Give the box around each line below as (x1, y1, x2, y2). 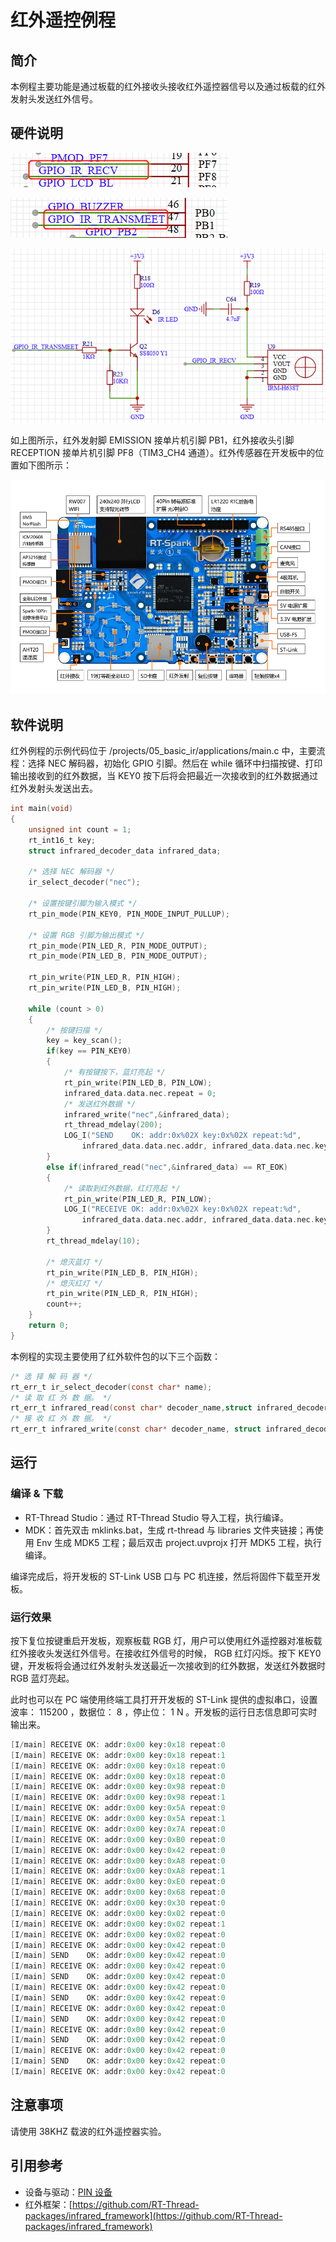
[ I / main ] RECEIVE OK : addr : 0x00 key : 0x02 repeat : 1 (10, 1919, 226, 1929)
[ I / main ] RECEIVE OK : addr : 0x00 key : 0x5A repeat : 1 (10, 1814, 226, 1824)
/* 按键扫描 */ (46, 1025, 103, 1035)
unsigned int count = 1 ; (28, 824, 132, 835)
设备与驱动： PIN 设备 (24, 2186, 113, 2198)
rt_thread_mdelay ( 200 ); (63, 1120, 163, 1130)
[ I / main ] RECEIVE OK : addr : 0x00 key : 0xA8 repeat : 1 (10, 1866, 226, 1876)
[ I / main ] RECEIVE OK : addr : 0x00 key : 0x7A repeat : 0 (10, 1824, 226, 1834)
